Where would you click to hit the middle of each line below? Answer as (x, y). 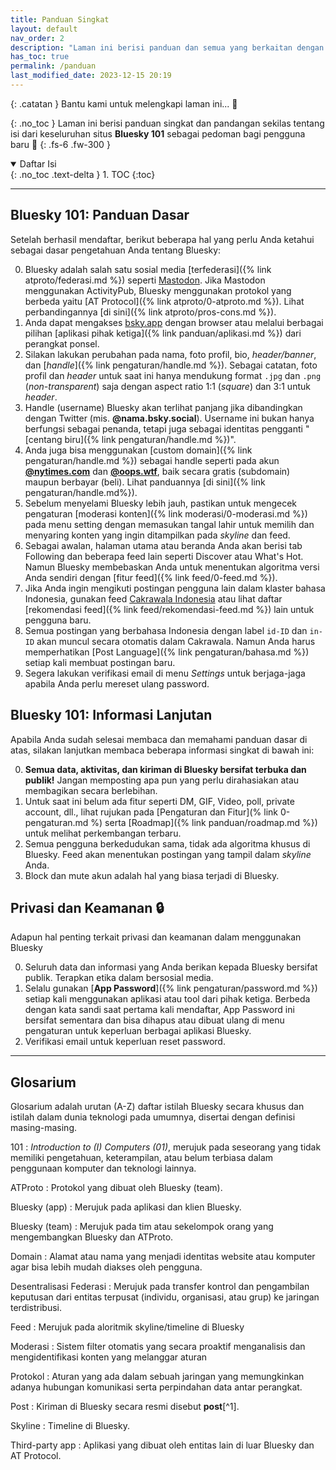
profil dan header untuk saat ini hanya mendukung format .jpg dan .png (173, 375)
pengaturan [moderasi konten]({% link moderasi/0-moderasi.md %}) (166, 513)
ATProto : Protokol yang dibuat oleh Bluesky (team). (116, 1188)
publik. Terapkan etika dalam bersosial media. (119, 978)
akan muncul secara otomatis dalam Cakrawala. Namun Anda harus (176, 641)
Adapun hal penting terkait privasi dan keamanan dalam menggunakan (156, 937)
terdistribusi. (36, 1308)
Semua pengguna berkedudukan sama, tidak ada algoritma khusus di (167, 843)
